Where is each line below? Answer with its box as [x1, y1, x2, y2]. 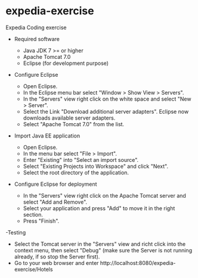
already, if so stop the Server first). [14, 253, 100, 260]
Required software [14, 35, 60, 42]
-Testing [5, 229, 26, 236]
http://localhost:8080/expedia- [100, 259, 177, 266]
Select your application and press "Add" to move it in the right [23, 204, 175, 212]
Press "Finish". [23, 217, 60, 224]
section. [23, 211, 43, 218]
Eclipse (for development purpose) [23, 60, 109, 67]
